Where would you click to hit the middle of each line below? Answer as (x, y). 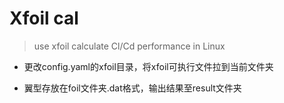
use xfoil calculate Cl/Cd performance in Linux (129, 46)
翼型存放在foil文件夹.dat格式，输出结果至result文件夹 (132, 88)
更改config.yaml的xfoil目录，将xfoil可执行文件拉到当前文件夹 (148, 66)
